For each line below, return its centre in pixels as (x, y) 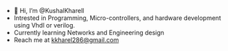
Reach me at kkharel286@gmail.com (66, 40)
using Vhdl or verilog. (44, 25)
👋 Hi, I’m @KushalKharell (49, 11)
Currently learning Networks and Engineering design (89, 32)
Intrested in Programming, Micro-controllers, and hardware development (117, 18)
